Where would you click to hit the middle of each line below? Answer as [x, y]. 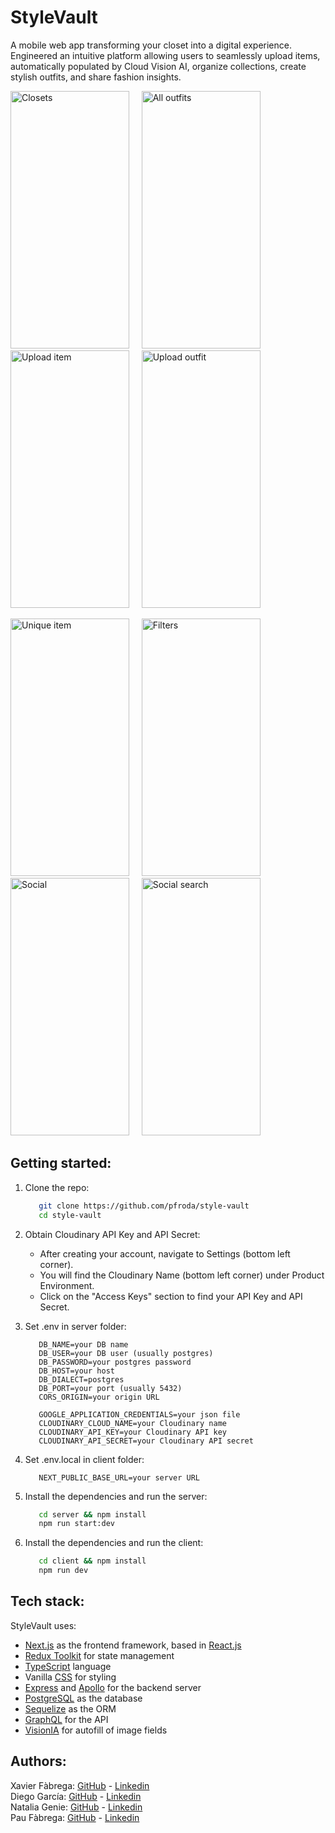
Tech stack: [47, 1601]
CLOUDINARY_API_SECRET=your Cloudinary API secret [146, 1441]
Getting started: [61, 1163]
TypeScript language [68, 1666]
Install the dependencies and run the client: [114, 1543]
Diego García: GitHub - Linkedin [76, 1796]
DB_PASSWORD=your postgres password [115, 1362]
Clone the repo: [57, 1187]
